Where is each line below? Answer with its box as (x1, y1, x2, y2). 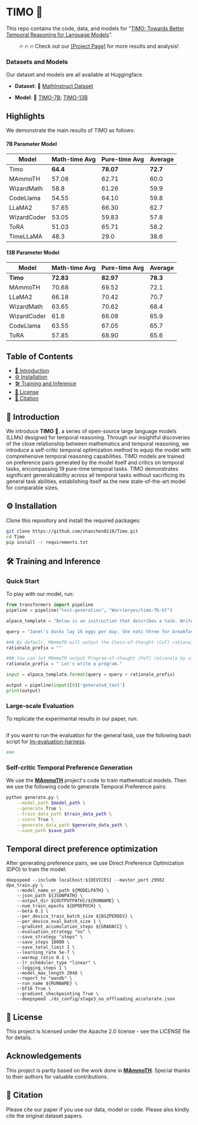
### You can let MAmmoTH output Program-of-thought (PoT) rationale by (6, 656, 186, 661)
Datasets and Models (6, 57, 68, 66)
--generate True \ (16, 806, 62, 811)
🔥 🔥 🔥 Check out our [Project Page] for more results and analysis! (19, 43, 179, 50)
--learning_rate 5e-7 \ (16, 950, 75, 956)
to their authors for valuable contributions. (6, 1073, 108, 1080)
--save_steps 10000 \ (16, 939, 70, 945)
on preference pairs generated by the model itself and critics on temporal (6, 459, 184, 466)
